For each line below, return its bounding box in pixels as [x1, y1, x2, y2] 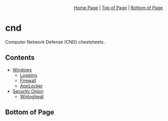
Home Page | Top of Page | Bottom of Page [74, 5, 163, 11]
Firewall [19, 77, 36, 83]
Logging [19, 72, 37, 78]
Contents [5, 53, 35, 62]
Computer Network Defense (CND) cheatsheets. [5, 39, 105, 45]
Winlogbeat [19, 93, 44, 99]
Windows [12, 67, 32, 73]
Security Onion [12, 88, 43, 94]
